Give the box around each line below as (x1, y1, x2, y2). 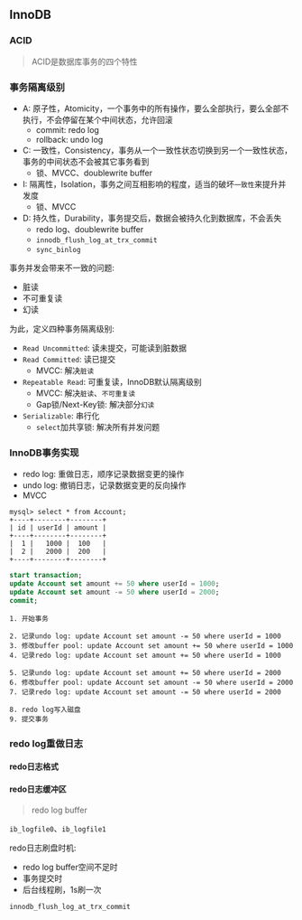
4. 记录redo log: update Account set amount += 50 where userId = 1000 (9, 651, 281, 660)
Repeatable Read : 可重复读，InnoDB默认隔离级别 (22, 376, 203, 387)
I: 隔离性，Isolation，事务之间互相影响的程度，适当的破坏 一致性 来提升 (22, 178, 279, 189)
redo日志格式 (9, 761, 59, 772)
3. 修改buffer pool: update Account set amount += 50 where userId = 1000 (9, 641, 294, 650)
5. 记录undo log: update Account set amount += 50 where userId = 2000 (9, 668, 281, 677)
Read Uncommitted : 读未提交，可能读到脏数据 (22, 343, 188, 353)
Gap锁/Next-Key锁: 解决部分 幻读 (35, 399, 155, 409)
